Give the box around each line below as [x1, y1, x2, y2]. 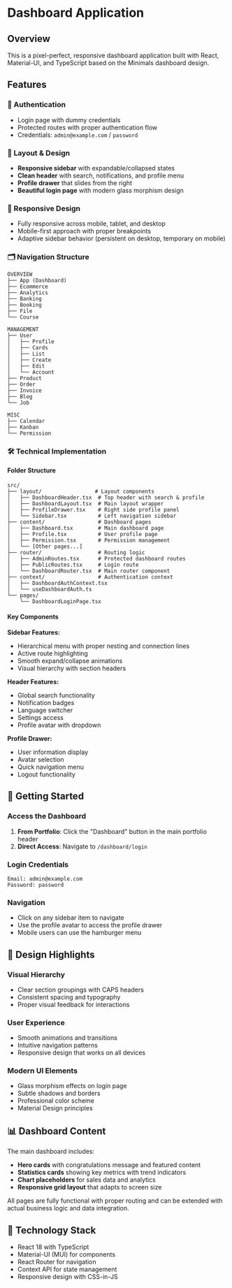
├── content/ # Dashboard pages [7, 519, 152, 526]
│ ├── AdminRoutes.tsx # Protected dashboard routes [7, 555, 187, 562]
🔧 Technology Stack [7, 1224, 96, 1236]
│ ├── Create [7, 356, 52, 363]
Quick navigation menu [17, 762, 84, 771]
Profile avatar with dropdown [17, 721, 101, 729]
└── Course [7, 313, 39, 321]
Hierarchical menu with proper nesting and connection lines [17, 642, 190, 650]
